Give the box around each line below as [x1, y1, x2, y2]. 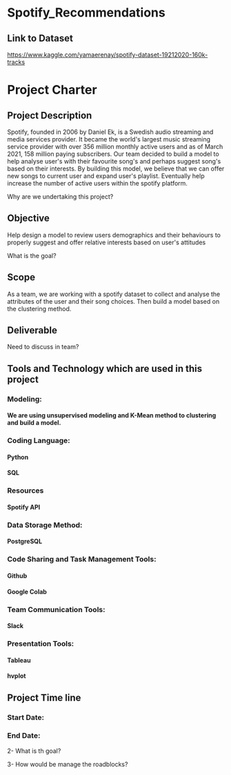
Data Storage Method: [7, 520, 83, 529]
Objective [7, 213, 50, 224]
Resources [7, 486, 44, 496]
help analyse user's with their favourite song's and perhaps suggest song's [7, 157, 221, 165]
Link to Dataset [7, 32, 74, 44]
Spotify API [7, 502, 41, 511]
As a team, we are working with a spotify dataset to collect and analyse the [7, 290, 221, 298]
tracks [7, 58, 26, 66]
